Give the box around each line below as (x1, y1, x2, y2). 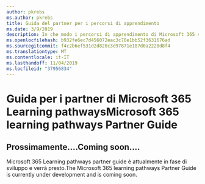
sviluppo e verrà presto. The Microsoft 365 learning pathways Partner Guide (6, 165, 196, 172)
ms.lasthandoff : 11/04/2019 (6, 60, 78, 66)
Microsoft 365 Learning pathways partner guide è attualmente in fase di (6, 158, 187, 165)
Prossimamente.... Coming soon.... (6, 141, 140, 152)
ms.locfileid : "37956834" (6, 65, 72, 72)
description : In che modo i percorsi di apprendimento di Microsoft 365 (6, 32, 195, 38)
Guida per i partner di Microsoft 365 (6, 92, 192, 105)
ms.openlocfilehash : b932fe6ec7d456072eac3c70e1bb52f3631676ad (6, 37, 171, 43)
